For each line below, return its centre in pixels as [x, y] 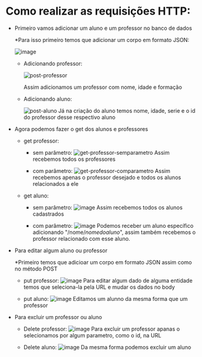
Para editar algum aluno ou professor [61, 250]
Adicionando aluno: [48, 99]
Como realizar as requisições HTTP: [98, 11]
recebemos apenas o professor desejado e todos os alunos [107, 177]
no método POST [36, 269]
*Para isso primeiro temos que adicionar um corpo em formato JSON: [102, 40]
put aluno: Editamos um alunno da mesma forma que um [106, 299]
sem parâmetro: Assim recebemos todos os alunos [108, 207]
